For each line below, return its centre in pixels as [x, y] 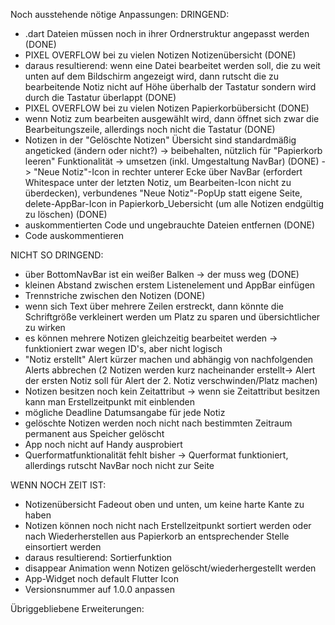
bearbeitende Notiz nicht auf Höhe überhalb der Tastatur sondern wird [170, 87]
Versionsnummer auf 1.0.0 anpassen [99, 589]
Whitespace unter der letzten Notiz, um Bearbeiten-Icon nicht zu [158, 182]
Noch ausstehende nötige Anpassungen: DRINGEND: [120, 14]
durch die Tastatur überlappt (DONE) [100, 97]
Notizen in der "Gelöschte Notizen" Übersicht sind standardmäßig [160, 140]
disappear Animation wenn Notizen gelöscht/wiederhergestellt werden [170, 568]
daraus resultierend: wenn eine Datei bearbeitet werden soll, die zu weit [172, 65]
